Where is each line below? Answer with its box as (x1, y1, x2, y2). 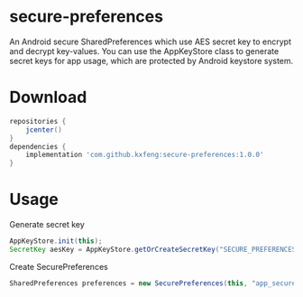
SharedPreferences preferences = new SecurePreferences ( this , (9, 278, 248, 288)
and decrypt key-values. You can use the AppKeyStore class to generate (9, 45, 280, 56)
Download (9, 88, 87, 107)
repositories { (9, 116, 67, 125)
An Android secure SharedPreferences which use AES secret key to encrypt (9, 36, 291, 47)
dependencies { (9, 142, 67, 151)
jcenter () (25, 125, 63, 135)
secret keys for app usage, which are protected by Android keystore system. (9, 55, 294, 66)
